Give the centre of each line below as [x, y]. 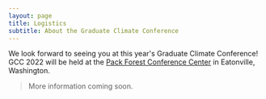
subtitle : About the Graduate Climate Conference [94, 31]
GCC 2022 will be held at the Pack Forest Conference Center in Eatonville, [132, 62]
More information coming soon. [80, 86]
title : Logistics [38, 23]
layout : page [30, 16]
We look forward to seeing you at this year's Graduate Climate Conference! [133, 54]
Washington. [30, 71]
